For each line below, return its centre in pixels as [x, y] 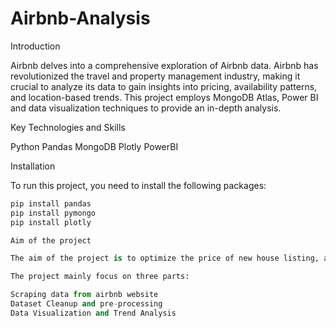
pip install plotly [51, 222]
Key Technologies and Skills [68, 127]
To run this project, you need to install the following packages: [138, 185]
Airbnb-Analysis [80, 18]
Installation [33, 166]
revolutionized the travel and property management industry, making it [155, 76]
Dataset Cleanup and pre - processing [86, 304]
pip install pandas [51, 203]
